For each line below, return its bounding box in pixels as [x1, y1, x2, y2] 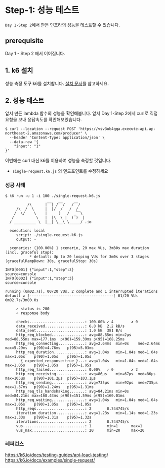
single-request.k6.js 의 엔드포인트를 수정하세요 [12, 168, 109, 174]
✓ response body [16, 311, 50, 316]
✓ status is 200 [16, 306, 50, 311]
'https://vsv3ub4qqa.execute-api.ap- [78, 127, 156, 132]
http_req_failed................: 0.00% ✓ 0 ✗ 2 [16, 367, 138, 372]
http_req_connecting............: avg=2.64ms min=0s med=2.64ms [16, 341, 161, 346]
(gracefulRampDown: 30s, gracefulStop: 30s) [5, 259, 98, 264]
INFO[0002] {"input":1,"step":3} [5, 276, 74, 281]
